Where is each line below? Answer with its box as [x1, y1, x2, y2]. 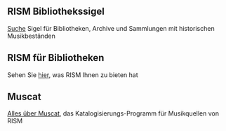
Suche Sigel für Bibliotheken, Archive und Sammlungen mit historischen [7, 24, 215, 32]
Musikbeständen [7, 32, 56, 40]
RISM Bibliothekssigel [7, 6, 105, 18]
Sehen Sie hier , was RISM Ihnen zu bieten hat [7, 70, 138, 79]
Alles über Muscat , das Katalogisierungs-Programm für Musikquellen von [7, 109, 220, 118]
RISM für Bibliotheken [7, 52, 105, 64]
